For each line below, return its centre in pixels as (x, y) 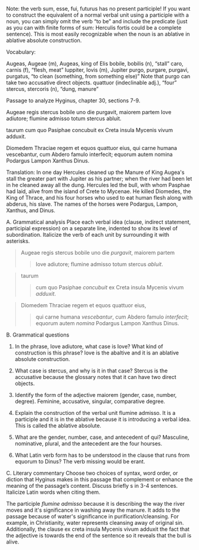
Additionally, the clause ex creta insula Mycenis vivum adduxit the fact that (98, 529)
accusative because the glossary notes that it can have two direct (96, 377)
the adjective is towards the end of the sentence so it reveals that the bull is (99, 535)
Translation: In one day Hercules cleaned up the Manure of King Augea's (95, 172)
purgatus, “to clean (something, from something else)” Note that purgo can (98, 76)
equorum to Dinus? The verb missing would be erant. (80, 462)
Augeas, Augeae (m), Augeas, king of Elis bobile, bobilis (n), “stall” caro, (95, 63)
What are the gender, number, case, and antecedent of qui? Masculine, (102, 437)
